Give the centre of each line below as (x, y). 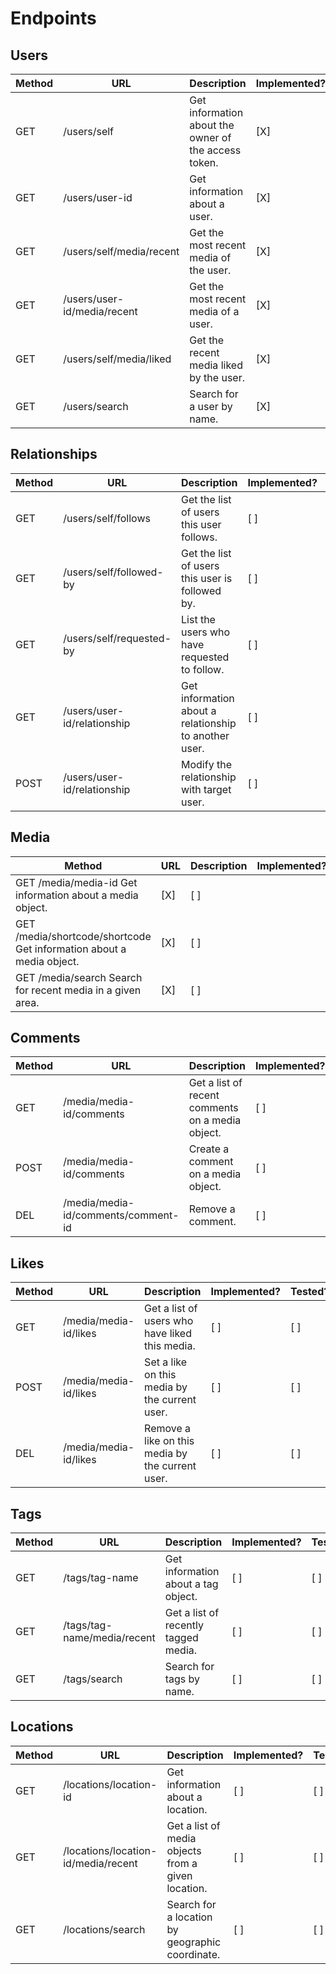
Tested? (309, 1292)
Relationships (54, 454)
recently (184, 1625)
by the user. (217, 377)
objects (184, 1850)
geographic (194, 1942)
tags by (182, 1679)
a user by (211, 406)
